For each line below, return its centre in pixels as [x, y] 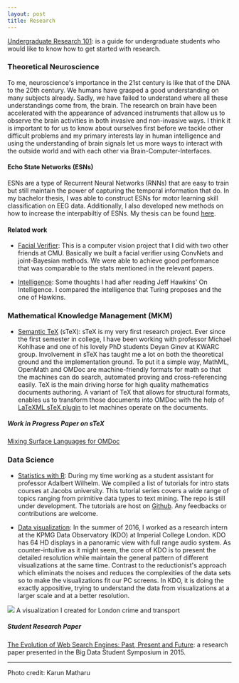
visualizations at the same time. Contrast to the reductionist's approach [122, 565]
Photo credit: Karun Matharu [49, 672]
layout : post [27, 14]
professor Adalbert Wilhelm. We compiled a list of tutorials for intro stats [123, 483]
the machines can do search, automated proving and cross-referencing [122, 377]
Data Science [31, 460]
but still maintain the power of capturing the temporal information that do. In [118, 191]
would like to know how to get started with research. [84, 49]
